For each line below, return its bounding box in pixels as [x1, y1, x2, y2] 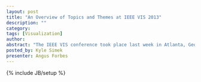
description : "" [6, 20, 47, 26]
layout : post [6, 8, 39, 15]
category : [6, 25, 31, 31]
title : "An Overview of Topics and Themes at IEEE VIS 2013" [6, 14, 162, 20]
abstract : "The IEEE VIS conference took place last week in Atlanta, [6, 42, 186, 48]
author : [6, 36, 26, 42]
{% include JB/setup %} [6, 69, 66, 76]
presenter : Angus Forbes [6, 53, 68, 59]
